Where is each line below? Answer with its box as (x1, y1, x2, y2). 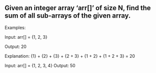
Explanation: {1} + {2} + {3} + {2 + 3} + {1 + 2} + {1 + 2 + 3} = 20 (4, 53, 135, 59)
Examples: (4, 24, 26, 30)
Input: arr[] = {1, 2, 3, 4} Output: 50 (4, 62, 76, 68)
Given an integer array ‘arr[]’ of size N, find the (4, 4, 151, 12)
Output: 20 (4, 44, 27, 49)
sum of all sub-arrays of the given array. (4, 12, 131, 20)
